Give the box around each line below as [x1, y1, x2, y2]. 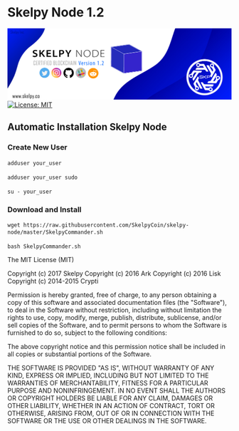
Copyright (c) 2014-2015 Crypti [7, 276, 99, 285]
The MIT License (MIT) [7, 255, 75, 264]
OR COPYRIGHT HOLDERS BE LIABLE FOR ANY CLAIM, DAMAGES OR [7, 393, 213, 403]
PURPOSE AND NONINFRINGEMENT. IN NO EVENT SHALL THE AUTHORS [7, 386, 226, 395]
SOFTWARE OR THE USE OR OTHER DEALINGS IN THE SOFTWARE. [7, 416, 207, 425]
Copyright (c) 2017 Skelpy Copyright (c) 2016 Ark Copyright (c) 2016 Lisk [7, 269, 221, 278]
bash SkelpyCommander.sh [7, 243, 81, 250]
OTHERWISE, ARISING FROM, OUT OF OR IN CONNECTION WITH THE [7, 409, 215, 417]
